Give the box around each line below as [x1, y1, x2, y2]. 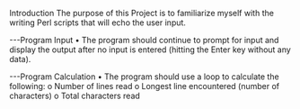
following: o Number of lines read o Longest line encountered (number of [9, 81, 280, 91]
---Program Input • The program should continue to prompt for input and [9, 35, 279, 45]
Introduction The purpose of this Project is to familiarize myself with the [9, 8, 274, 18]
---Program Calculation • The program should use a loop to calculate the [9, 71, 280, 82]
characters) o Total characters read [9, 90, 141, 101]
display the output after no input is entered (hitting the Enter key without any [9, 44, 292, 55]
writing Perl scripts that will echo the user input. [9, 17, 187, 28]
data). [9, 54, 31, 64]
